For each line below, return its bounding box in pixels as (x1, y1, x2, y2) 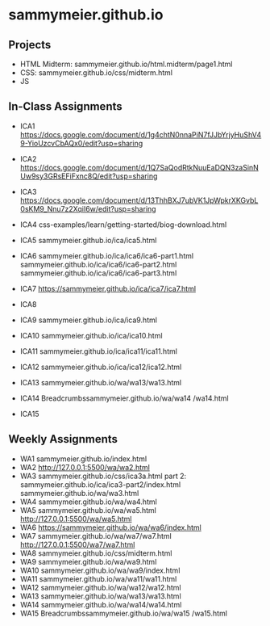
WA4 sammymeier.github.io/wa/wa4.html (19, 497, 157, 506)
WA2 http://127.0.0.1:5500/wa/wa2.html (19, 462, 151, 472)
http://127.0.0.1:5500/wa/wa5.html (19, 514, 132, 523)
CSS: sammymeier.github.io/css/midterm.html (19, 68, 173, 78)
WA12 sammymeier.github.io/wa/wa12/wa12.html (19, 582, 181, 592)
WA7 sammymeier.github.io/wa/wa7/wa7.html (19, 531, 172, 540)
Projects (8, 38, 52, 52)
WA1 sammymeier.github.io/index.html (19, 454, 147, 464)
